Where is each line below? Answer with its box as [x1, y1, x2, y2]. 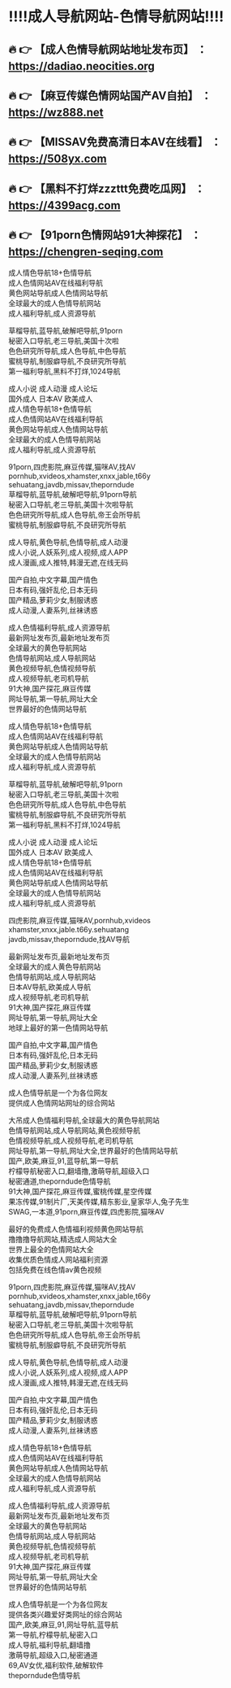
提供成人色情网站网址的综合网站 [8, 1097, 115, 1107]
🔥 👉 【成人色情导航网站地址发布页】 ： [8, 42, 207, 56]
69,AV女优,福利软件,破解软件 [8, 1660, 104, 1670]
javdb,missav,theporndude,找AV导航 [8, 934, 130, 944]
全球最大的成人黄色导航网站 [8, 962, 101, 971]
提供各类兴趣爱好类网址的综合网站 [8, 1609, 122, 1619]
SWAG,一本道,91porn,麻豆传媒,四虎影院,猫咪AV [8, 1206, 165, 1216]
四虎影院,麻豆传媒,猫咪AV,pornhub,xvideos [8, 915, 152, 925]
